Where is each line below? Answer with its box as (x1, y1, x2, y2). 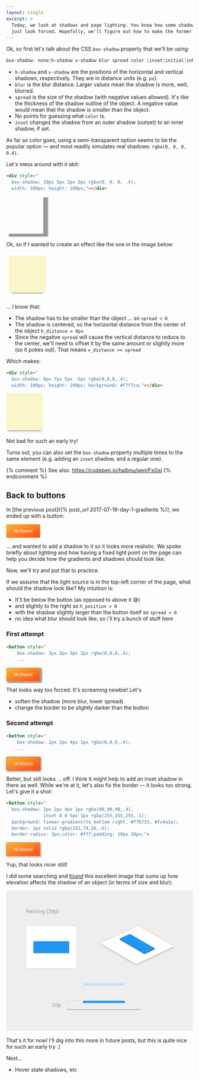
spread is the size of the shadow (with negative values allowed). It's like (14, 94, 190, 101)
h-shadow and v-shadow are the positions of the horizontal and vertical (14, 68, 184, 75)
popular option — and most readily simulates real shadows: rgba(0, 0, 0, (6, 143, 187, 150)
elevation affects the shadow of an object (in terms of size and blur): (6, 879, 173, 886)
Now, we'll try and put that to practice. (6, 567, 99, 574)
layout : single (6, 9, 44, 15)
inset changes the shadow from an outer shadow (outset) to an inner (14, 119, 184, 126)
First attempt (6, 630, 44, 638)
